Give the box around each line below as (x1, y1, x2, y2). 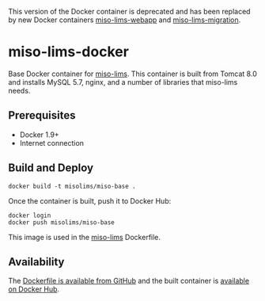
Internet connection (19, 138, 85, 147)
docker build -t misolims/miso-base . (8, 182, 136, 190)
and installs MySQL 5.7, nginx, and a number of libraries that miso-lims (8, 77, 238, 86)
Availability (8, 255, 65, 269)
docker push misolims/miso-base (8, 218, 115, 227)
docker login (8, 211, 51, 219)
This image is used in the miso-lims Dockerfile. (8, 232, 161, 242)
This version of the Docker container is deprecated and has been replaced (8, 7, 251, 16)
